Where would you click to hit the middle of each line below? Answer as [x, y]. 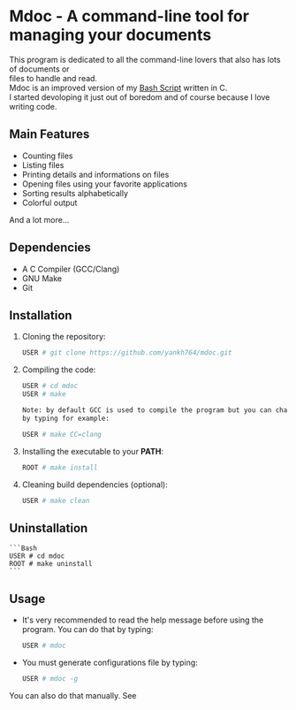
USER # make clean [56, 500]
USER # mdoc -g [50, 678]
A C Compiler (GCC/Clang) [71, 269]
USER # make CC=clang [61, 434]
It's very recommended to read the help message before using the [143, 620]
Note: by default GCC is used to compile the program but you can [147, 410]
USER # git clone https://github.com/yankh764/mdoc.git [127, 353]
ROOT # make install [60, 467]
